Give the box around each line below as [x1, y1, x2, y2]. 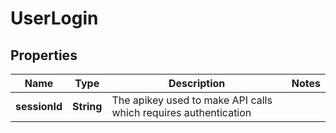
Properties [10, 47, 78, 64]
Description [168, 77, 226, 90]
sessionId [15, 100, 63, 113]
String [72, 100, 103, 113]
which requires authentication [111, 106, 252, 119]
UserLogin [10, 7, 99, 30]
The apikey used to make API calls [111, 93, 273, 107]
